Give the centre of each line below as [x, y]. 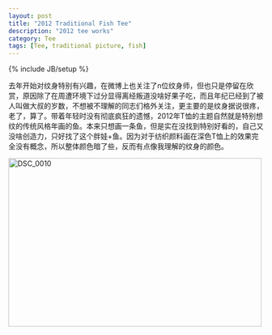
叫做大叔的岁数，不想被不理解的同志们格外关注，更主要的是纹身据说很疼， [139, 106]
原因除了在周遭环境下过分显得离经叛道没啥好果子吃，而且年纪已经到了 [139, 96]
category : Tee [32, 38]
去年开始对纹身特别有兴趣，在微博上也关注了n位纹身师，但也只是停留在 [127, 86]
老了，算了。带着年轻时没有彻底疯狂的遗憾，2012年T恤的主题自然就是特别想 [136, 116]
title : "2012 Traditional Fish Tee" [70, 23]
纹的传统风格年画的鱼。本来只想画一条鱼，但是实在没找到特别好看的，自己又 [136, 126]
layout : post [30, 16]
